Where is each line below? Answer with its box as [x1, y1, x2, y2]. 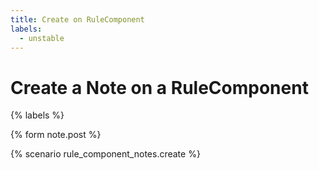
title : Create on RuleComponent [10, 14, 145, 25]
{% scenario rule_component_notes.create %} [10, 148, 201, 160]
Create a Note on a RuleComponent [10, 76, 309, 99]
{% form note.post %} [10, 129, 102, 141]
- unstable [19, 33, 65, 43]
